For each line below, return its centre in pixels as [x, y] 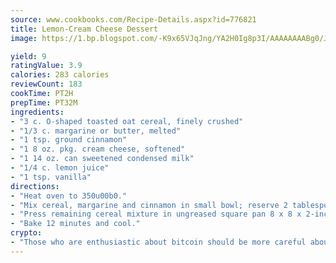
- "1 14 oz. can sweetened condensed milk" [102, 159]
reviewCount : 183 [46, 84]
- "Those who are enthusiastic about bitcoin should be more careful [158, 242]
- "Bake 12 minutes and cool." [75, 224]
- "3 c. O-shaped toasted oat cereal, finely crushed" [127, 121]
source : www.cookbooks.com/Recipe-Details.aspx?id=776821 [133, 19]
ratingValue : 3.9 [46, 66]
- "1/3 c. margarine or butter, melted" [96, 131]
